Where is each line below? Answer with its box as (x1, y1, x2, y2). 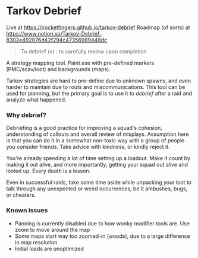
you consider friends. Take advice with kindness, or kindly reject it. (6, 144, 170, 151)
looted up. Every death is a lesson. (6, 167, 91, 174)
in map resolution (14, 238, 58, 246)
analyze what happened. (6, 96, 67, 103)
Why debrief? (6, 111, 46, 119)
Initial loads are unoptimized (14, 245, 84, 252)
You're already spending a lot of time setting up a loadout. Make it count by (6, 155, 191, 162)
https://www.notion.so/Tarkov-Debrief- (6, 30, 102, 37)
